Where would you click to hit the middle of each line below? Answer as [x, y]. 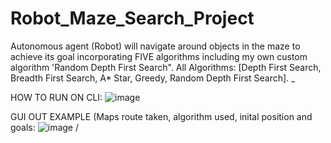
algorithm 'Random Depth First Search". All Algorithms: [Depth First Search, [166, 67]
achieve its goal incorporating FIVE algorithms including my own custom [159, 56]
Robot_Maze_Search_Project [132, 18]
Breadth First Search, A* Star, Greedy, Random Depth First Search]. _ [153, 78]
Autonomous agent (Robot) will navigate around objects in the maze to [155, 46]
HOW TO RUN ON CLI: [56, 97]
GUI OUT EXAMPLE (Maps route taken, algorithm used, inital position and [161, 116]
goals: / [44, 127]
